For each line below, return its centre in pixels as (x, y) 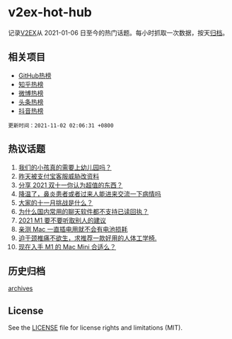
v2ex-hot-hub (50, 12)
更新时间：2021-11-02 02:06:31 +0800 (61, 125)
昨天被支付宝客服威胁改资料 (59, 176)
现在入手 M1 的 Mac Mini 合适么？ (67, 246)
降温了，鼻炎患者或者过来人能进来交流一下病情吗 (89, 194)
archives (21, 289)
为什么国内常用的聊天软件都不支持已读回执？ (83, 211)
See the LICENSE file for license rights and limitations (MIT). (95, 328)
